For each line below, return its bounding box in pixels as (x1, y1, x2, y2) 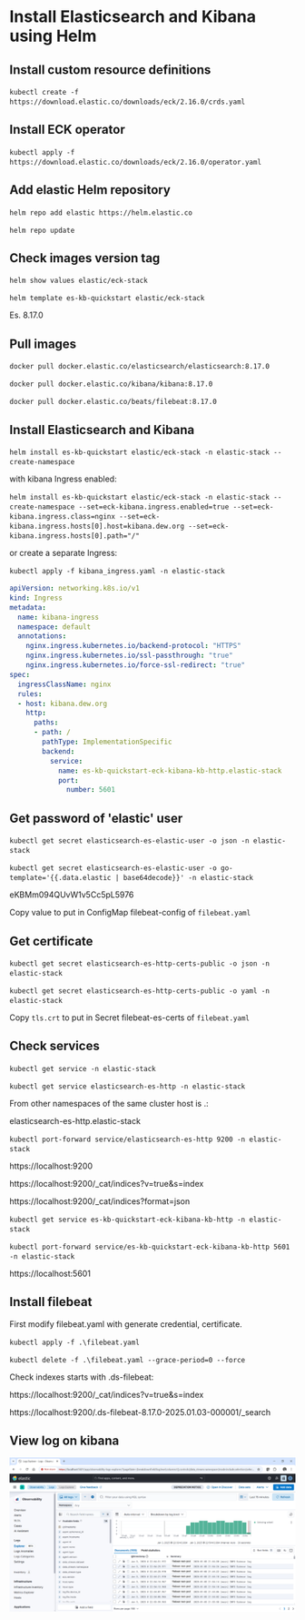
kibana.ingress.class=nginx (9, 512, 116, 521)
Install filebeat (9, 1294, 93, 1310)
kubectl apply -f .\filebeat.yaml (9, 1338, 141, 1347)
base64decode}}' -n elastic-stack (123, 874, 254, 883)
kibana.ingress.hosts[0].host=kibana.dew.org (9, 521, 184, 532)
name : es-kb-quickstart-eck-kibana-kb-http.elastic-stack (57, 766, 282, 775)
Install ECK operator (9, 122, 125, 137)
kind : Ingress (9, 593, 64, 602)
